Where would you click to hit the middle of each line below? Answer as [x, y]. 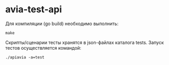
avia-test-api [34, 9]
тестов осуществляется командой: [43, 48]
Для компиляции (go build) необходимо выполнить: [62, 24]
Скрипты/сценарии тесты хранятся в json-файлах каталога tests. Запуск [84, 42]
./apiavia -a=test [25, 57]
